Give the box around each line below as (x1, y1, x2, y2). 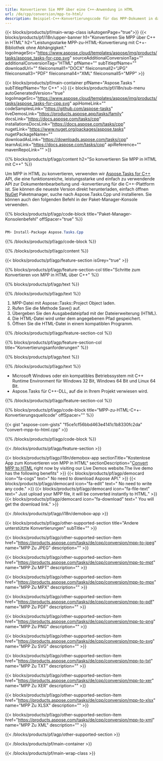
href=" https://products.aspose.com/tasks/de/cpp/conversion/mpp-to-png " (5, 618, 156, 624)
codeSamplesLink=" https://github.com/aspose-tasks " (5, 106, 113, 111)
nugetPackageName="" (5, 131, 53, 137)
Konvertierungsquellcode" (5, 412, 57, 418)
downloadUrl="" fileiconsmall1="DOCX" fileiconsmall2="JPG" (5, 65, 128, 71)
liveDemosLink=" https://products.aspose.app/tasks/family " (5, 111, 124, 117)
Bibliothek (5, 45, 25, 51)
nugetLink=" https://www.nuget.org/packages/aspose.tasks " (5, 127, 126, 132)
